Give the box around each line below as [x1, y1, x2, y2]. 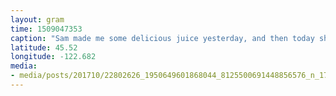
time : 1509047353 [10, 24, 83, 34]
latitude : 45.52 [10, 42, 78, 53]
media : [10, 61, 38, 71]
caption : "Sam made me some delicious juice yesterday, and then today [10, 33, 315, 43]
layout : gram [10, 14, 65, 25]
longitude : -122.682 [10, 52, 97, 62]
